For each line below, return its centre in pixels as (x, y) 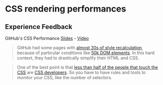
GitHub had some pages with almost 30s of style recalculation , (80, 48)
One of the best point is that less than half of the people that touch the (87, 67)
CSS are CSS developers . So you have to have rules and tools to (81, 72)
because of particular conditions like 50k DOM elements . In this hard (86, 53)
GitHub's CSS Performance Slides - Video (47, 38)
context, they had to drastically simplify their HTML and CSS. (78, 58)
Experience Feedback (39, 27)
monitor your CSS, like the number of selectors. (64, 78)
